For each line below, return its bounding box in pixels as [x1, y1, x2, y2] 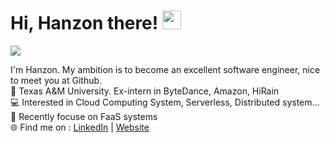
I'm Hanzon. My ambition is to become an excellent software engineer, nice [10, 63, 321, 75]
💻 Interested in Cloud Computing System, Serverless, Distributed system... [10, 96, 320, 108]
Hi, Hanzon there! [10, 12, 159, 35]
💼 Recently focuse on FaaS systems [10, 110, 158, 122]
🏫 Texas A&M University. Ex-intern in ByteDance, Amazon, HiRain [10, 85, 280, 97]
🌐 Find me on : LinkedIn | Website [10, 121, 150, 133]
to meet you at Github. [10, 74, 103, 86]
